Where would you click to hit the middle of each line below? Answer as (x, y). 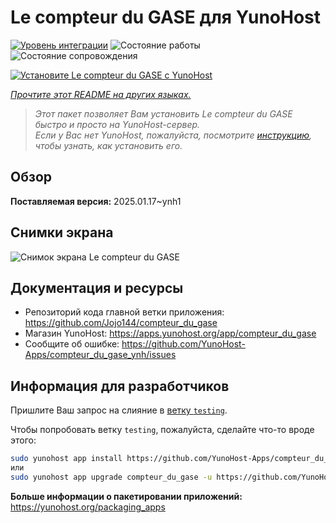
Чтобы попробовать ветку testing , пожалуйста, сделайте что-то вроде (162, 430)
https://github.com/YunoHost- (183, 344)
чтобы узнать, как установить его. (108, 145)
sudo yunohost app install (66, 459)
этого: (23, 440)
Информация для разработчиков (120, 386)
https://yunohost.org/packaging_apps (88, 507)
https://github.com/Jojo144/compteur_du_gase (121, 323)
